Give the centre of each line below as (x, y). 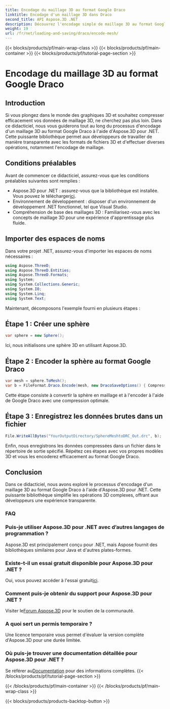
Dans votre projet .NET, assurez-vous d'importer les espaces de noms (78, 251)
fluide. (19, 223)
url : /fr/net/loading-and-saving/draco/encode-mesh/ (62, 33)
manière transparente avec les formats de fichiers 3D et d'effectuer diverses (85, 142)
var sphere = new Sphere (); (35, 336)
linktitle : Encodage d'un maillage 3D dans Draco (59, 15)
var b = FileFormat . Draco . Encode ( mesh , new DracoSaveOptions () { (76, 385)
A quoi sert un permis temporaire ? (49, 624)
